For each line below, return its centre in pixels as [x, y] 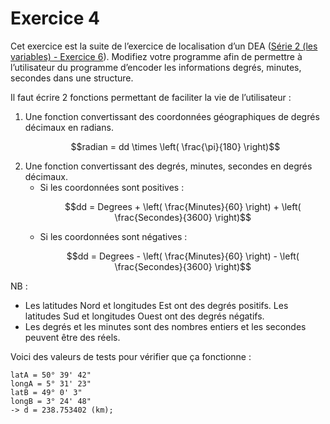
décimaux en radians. [69, 127]
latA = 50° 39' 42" [51, 375]
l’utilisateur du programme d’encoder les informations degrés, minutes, [156, 67]
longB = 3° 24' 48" [51, 401]
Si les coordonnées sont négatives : [113, 236]
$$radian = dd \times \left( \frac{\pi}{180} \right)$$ [175, 146]
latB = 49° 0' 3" [46, 392]
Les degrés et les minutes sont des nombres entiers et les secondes [165, 326]
